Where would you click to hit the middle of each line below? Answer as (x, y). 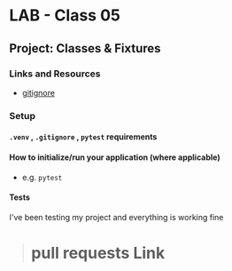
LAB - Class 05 (65, 16)
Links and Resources (55, 74)
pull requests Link (98, 253)
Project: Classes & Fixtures (85, 48)
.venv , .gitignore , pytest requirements (83, 137)
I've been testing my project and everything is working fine (116, 217)
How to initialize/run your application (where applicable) (115, 157)
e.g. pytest (42, 177)
